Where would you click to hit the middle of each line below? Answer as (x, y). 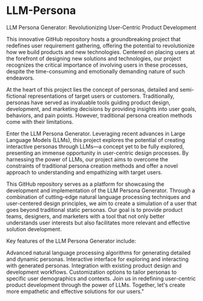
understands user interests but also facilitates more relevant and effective (98, 223)
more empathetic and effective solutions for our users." (75, 291)
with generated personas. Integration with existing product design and (94, 265)
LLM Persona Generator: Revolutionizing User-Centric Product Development (101, 27)
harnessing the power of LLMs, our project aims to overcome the (87, 159)
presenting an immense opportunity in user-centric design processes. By (98, 153)
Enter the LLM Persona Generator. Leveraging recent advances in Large (96, 134)
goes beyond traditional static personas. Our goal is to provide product (95, 209)
